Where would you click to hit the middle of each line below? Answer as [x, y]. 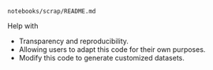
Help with [23, 26]
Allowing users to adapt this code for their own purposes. [112, 50]
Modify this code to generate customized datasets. [101, 58]
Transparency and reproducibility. [74, 41]
